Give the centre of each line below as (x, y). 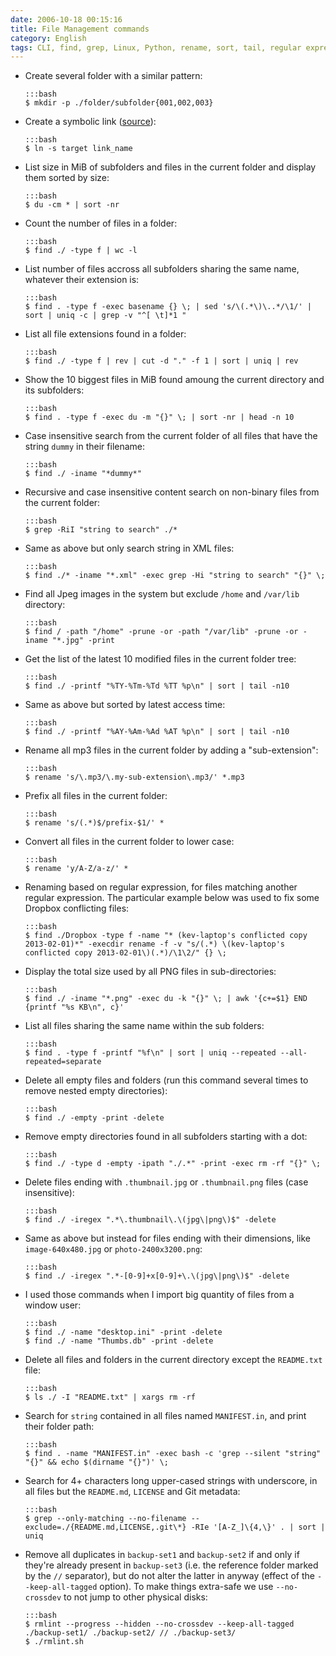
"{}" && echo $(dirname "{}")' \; (96, 1462)
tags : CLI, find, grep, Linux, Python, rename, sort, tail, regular (156, 47)
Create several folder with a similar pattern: (113, 76)
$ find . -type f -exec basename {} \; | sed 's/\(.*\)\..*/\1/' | (168, 307)
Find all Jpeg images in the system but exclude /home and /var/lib (162, 594)
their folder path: (59, 1427)
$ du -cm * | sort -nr (72, 205)
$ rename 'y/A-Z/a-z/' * (76, 869)
